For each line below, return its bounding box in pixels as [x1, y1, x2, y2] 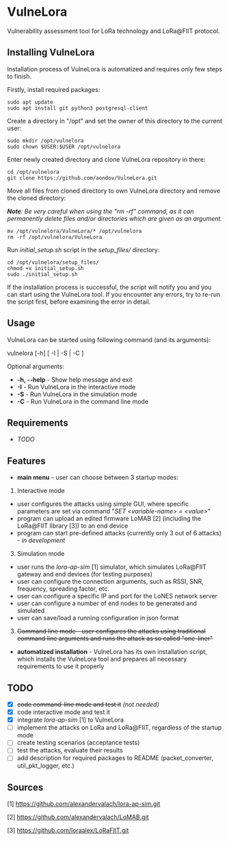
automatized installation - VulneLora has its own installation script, [16, 648, 207, 656]
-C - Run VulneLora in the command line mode [16, 397, 149, 405]
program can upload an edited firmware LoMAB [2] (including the [16, 515, 202, 523]
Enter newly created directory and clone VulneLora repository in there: [7, 155, 206, 163]
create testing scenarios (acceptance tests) [16, 738, 140, 747]
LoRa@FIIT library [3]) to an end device [16, 522, 129, 530]
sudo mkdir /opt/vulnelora [7, 137, 84, 144]
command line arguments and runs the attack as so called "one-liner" [16, 635, 213, 643]
